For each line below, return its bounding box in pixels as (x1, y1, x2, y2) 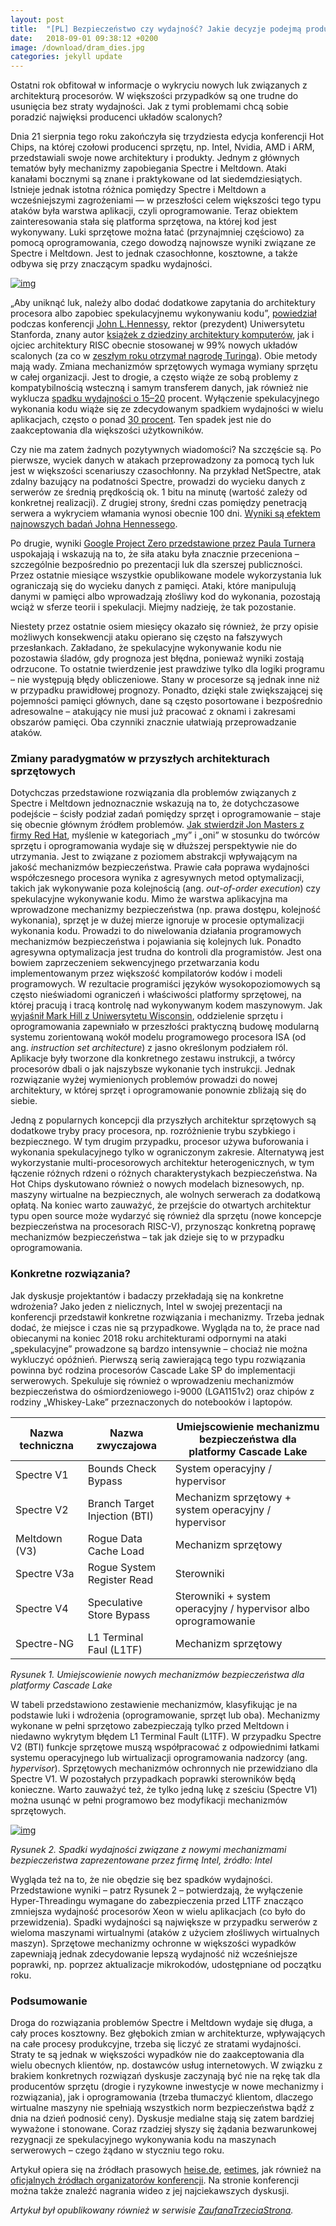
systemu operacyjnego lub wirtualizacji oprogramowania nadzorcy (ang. (10, 1751, 308, 1763)
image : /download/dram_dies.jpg (10, 42, 145, 53)
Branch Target (87, 1496, 155, 1510)
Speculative (87, 1595, 143, 1609)
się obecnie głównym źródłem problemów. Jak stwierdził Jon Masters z (10, 819, 305, 831)
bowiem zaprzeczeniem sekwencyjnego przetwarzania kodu (10, 957, 260, 969)
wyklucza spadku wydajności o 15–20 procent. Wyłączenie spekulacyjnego (10, 392, 320, 405)
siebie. (10, 1095, 38, 1107)
